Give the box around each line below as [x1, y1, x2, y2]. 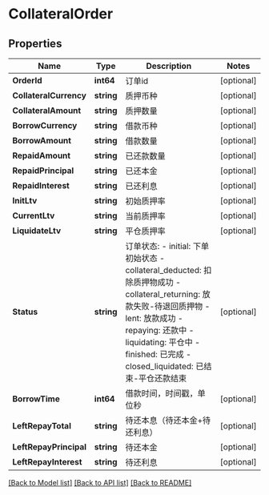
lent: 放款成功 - [125, 313, 183, 324]
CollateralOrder [8, 5, 114, 23]
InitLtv [12, 195, 38, 206]
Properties [8, 37, 62, 50]
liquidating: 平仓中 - [125, 337, 200, 348]
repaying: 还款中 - [125, 325, 195, 336]
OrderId [12, 75, 42, 86]
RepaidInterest [12, 180, 70, 191]
